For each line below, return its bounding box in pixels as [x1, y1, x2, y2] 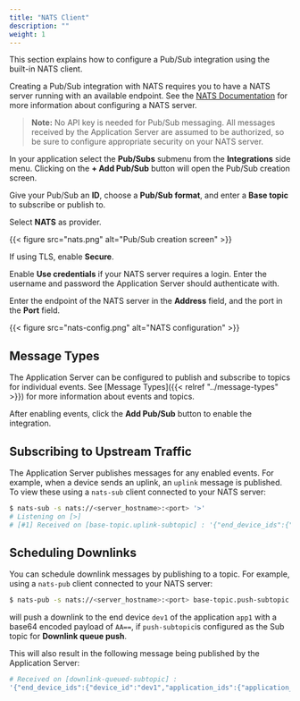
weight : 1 [9, 30, 46, 38]
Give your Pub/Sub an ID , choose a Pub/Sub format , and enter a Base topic [9, 190, 288, 201]
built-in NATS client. [9, 63, 83, 74]
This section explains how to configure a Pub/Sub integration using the [9, 55, 271, 65]
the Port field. [9, 305, 61, 316]
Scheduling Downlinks [9, 545, 137, 561]
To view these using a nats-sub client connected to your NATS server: [9, 486, 266, 497]
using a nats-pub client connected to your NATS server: [9, 579, 213, 589]
